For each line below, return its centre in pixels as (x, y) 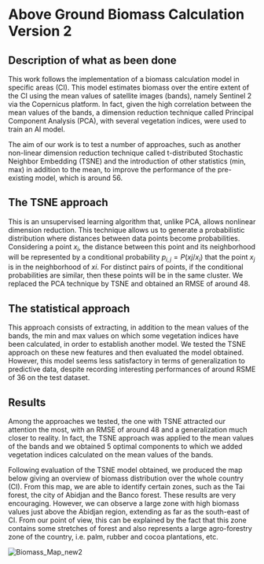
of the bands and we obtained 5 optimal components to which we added (125, 447)
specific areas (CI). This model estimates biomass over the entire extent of (129, 87)
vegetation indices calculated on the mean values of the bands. (111, 455)
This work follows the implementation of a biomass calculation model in (124, 79)
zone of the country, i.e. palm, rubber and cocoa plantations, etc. (113, 537)
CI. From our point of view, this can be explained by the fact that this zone (128, 520)
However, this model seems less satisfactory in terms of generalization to (127, 361)
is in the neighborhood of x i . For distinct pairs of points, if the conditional (126, 267)
